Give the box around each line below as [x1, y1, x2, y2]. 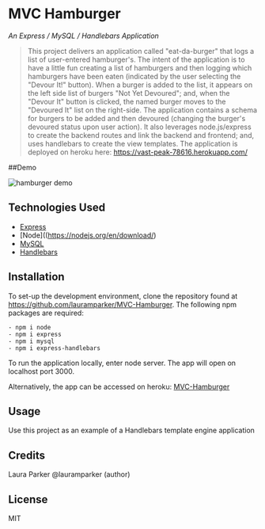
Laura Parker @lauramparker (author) [8, 470, 131, 479]
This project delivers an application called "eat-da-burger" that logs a [27, 46, 255, 55]
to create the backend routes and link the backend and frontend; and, [27, 130, 255, 139]
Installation [8, 270, 65, 284]
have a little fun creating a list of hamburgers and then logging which [27, 63, 252, 72]
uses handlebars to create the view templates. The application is [27, 139, 238, 148]
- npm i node [8, 323, 51, 331]
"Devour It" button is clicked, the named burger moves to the [27, 97, 226, 106]
